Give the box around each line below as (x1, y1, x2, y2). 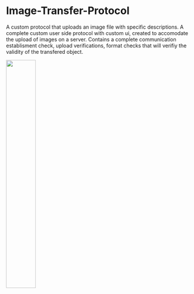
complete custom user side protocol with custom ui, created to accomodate (6, 29, 189, 36)
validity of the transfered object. (6, 48, 84, 55)
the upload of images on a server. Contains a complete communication (6, 36, 176, 43)
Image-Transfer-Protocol (6, 4, 130, 18)
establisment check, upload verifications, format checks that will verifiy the (6, 42, 187, 49)
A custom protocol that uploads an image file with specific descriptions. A (6, 23, 184, 30)
